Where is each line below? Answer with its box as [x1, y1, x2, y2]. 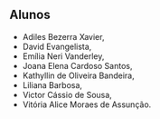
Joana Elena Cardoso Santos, [22, 60, 133, 71]
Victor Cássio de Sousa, [22, 89, 113, 100]
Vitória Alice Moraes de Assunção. [22, 99, 152, 110]
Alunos [9, 7, 52, 23]
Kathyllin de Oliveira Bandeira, [22, 70, 135, 81]
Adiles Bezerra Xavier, [22, 31, 105, 42]
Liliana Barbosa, [22, 79, 83, 90]
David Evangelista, [22, 41, 92, 52]
